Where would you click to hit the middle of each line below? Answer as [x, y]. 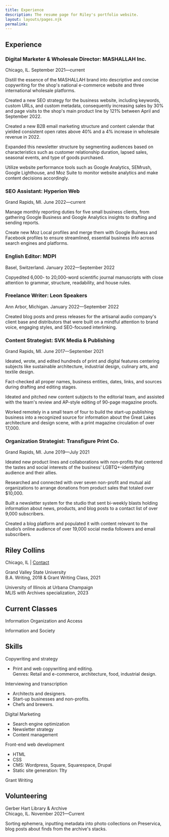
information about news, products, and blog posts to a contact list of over [81, 508]
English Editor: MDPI [31, 256]
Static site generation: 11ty [40, 770]
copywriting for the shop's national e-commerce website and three [75, 85]
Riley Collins [25, 550]
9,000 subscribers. [25, 514]
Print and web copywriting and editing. [53, 669]
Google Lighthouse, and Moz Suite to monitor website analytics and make [82, 172]
